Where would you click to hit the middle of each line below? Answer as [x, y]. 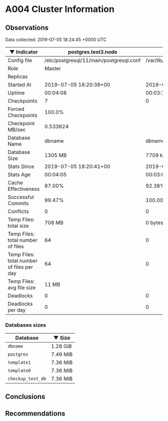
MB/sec [17, 130]
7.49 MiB [62, 355]
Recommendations [35, 414]
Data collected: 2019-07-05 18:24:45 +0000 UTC [56, 39]
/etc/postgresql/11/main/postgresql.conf [92, 60]
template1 [19, 363]
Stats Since [21, 167]
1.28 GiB [61, 347]
